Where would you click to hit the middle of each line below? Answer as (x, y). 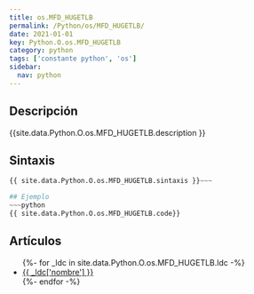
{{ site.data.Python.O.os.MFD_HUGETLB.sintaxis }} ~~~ (111, 181)
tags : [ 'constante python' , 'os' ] (73, 59)
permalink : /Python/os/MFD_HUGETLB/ (77, 26)
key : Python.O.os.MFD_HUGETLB (65, 42)
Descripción (44, 111)
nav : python (40, 75)
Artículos (36, 241)
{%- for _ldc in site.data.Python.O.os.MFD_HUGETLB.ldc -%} (134, 262)
